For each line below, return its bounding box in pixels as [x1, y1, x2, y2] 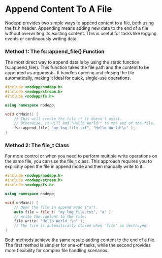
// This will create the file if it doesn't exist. [14, 116, 122, 121]
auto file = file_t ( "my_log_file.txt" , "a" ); [14, 209, 113, 214]
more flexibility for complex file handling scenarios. [5, 248, 109, 254]
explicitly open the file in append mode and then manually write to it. [5, 163, 144, 169]
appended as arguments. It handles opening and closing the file [5, 70, 134, 76]
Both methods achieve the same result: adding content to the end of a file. [5, 237, 156, 243]
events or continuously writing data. [5, 36, 78, 42]
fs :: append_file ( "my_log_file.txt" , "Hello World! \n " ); [14, 125, 135, 131]
